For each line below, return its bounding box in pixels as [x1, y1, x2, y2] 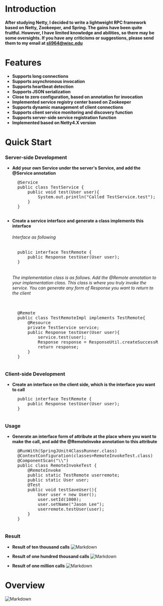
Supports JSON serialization [12, 88, 71, 94]
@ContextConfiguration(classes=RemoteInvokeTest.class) [17, 453, 153, 459]
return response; [38, 344, 79, 349]
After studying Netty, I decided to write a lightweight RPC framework [5, 19, 147, 25]
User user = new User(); [38, 492, 97, 498]
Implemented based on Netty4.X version [12, 120, 96, 125]
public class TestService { [17, 185, 84, 190]
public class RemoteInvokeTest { [17, 463, 97, 468]
